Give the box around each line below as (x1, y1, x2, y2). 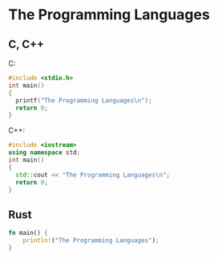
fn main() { (8, 229, 48, 237)
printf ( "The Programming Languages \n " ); (15, 96, 152, 105)
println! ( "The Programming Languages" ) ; (22, 237, 159, 245)
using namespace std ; (8, 149, 81, 157)
